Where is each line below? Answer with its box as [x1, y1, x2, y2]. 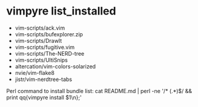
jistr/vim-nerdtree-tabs [15, 76, 73, 83]
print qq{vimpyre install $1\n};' [6, 94, 82, 101]
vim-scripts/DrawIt [15, 37, 62, 44]
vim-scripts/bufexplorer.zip [15, 30, 84, 37]
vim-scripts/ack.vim [15, 24, 65, 31]
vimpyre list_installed [6, 4, 116, 18]
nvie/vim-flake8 [15, 69, 54, 76]
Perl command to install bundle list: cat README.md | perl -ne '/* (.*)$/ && [6, 87, 193, 94]
